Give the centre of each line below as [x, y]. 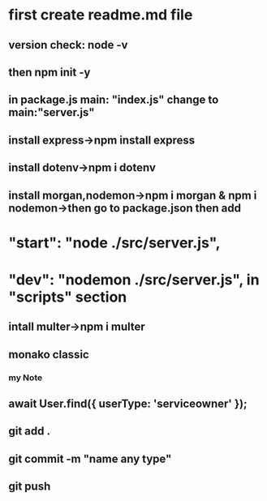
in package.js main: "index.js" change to [114, 100]
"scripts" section [68, 297]
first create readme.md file [101, 15]
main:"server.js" [52, 112]
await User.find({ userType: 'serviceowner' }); [128, 404]
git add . [30, 431]
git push [30, 487]
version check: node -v [68, 45]
